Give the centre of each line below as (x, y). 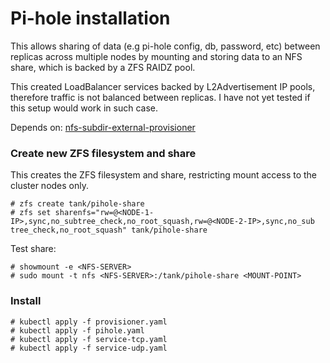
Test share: (33, 249)
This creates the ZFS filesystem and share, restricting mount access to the (164, 175)
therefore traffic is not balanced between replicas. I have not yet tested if (160, 97)
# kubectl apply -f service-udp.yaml (89, 348)
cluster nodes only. (50, 186)
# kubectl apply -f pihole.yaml (77, 330)
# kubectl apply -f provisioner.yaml (89, 322)
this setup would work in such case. (84, 108)
